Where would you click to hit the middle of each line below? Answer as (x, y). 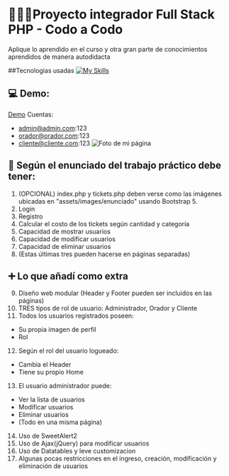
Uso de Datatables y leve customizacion (77, 451)
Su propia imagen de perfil (57, 330)
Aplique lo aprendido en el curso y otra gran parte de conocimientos (108, 49)
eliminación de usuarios (53, 466)
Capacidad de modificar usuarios (67, 239)
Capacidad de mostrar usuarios (64, 231)
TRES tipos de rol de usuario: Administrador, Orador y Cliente (108, 309)
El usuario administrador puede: (65, 386)
